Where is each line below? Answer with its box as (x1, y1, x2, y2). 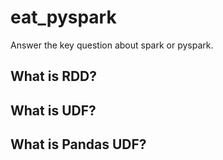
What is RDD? (10, 68, 98, 85)
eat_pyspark (10, 6, 117, 29)
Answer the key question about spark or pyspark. (10, 39, 214, 51)
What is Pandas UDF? (10, 136, 147, 153)
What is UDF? (10, 102, 97, 119)
